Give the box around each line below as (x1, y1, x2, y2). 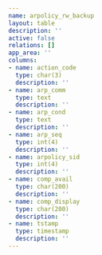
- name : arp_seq (8, 130, 62, 138)
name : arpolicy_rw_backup (8, 11, 94, 20)
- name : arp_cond (8, 109, 66, 117)
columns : (8, 57, 37, 65)
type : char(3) (15, 71, 62, 79)
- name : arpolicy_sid (8, 153, 80, 161)
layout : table (8, 19, 56, 27)
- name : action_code (8, 64, 77, 72)
